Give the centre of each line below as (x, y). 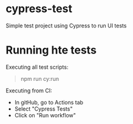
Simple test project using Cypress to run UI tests (66, 26)
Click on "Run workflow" (45, 115)
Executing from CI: (29, 91)
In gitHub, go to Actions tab (49, 102)
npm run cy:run (40, 78)
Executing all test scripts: (37, 67)
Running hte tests (51, 50)
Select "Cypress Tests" (43, 109)
